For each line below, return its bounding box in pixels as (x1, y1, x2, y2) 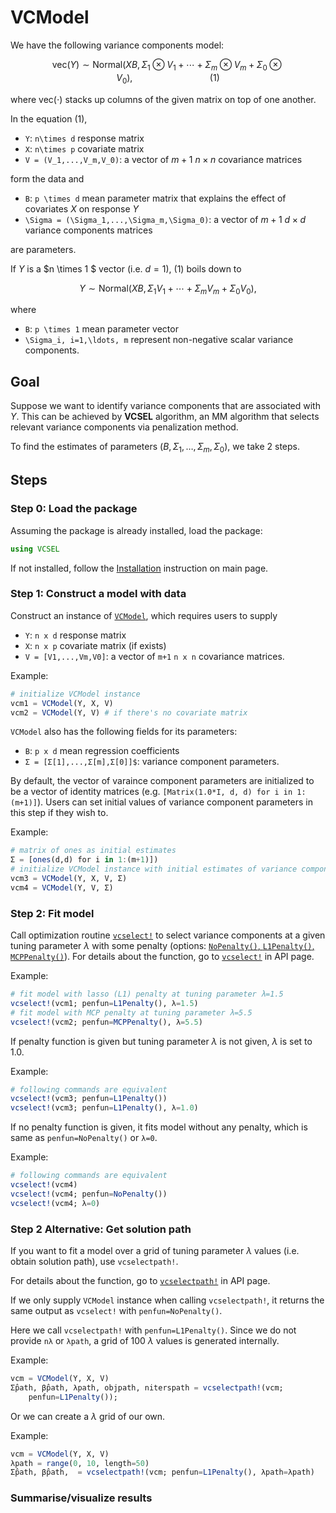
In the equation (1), (10, 112, 88, 125)
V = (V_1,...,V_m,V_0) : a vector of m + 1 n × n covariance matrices (24, 153, 303, 165)
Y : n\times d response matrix (24, 132, 145, 144)
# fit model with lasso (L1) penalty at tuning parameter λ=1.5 (10, 989, 284, 1000)
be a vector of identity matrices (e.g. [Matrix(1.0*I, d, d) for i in (10, 786, 293, 798)
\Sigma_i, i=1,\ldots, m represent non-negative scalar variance (24, 334, 294, 346)
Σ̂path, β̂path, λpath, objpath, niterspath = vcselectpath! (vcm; (10, 1382, 284, 1393)
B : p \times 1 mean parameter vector (24, 323, 179, 335)
